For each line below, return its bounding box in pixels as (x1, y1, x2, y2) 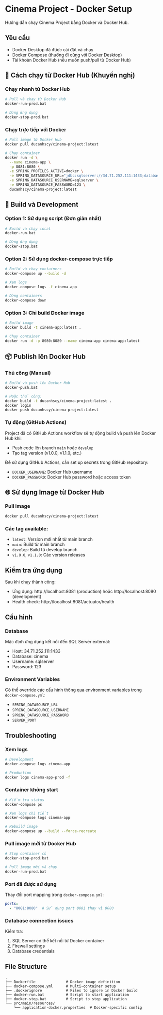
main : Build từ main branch (12, 541, 65, 547)
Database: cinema (12, 653, 49, 659)
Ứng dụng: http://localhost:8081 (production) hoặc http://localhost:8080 (12, 589, 156, 595)
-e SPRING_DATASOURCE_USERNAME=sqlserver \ (9, 178, 98, 183)
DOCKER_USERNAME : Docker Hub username (12, 469, 93, 475)
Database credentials (12, 948, 55, 954)
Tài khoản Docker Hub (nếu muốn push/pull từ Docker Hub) (12, 57, 131, 63)
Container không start (5, 786, 58, 793)
